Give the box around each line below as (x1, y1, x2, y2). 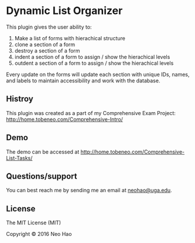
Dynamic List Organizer (6, 4, 123, 18)
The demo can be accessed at (6, 148, 80, 155)
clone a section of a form (14, 41, 76, 48)
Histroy (6, 94, 34, 104)
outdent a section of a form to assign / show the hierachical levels (14, 60, 174, 67)
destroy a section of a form (14, 47, 80, 54)
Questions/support (6, 171, 77, 181)
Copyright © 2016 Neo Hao (6, 231, 72, 238)
